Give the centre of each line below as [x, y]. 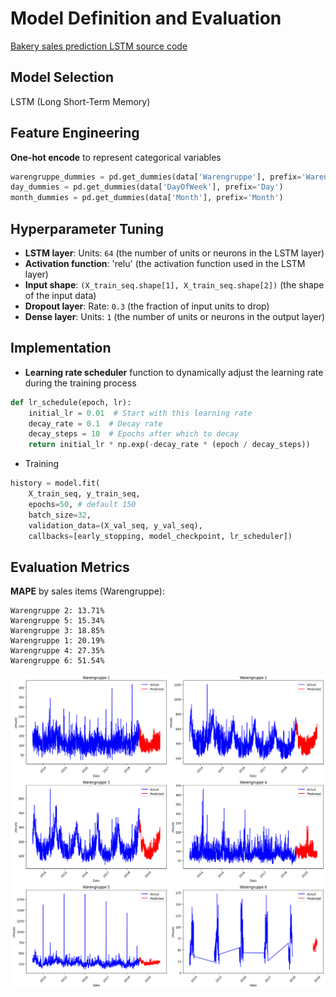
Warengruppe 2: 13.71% [57, 611]
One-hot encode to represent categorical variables [116, 157]
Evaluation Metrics [70, 567]
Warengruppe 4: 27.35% [57, 651]
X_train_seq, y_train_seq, [84, 494]
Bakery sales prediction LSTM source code [99, 46]
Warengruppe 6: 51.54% [57, 661]
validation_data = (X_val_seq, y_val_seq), [115, 525]
